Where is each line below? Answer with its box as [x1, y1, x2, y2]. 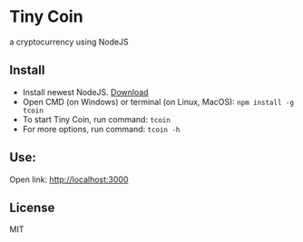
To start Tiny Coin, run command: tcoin [22, 113, 171, 124]
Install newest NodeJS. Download [22, 86, 149, 97]
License [9, 199, 55, 215]
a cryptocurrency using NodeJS [9, 36, 129, 47]
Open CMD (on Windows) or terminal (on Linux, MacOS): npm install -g [22, 96, 295, 107]
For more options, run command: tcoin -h [22, 123, 181, 134]
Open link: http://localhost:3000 [9, 174, 129, 185]
